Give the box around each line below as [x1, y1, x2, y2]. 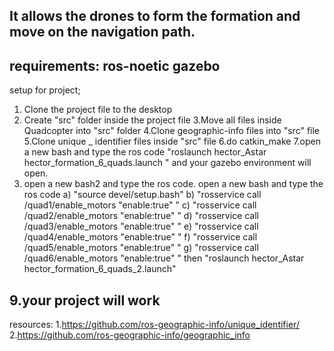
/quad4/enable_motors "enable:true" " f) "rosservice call [23, 231, 258, 243]
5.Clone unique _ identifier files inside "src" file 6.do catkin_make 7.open [23, 135, 322, 148]
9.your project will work [9, 292, 161, 309]
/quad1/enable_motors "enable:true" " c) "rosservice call [23, 199, 257, 211]
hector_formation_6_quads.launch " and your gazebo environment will [23, 157, 312, 169]
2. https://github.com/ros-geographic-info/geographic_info [9, 329, 251, 341]
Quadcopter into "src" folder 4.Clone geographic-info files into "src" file [23, 125, 321, 137]
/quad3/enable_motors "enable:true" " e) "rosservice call [23, 220, 259, 233]
